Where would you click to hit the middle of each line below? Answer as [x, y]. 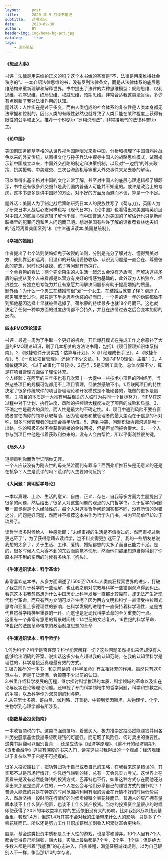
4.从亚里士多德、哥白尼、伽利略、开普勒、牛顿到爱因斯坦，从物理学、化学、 [84, 700]
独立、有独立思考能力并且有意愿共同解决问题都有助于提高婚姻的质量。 [81, 285]
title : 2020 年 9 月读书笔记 [39, 15]
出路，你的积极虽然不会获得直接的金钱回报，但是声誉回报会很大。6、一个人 [83, 428]
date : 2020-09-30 [30, 24]
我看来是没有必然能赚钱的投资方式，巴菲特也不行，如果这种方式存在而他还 [82, 779]
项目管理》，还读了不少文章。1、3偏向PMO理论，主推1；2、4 [100, 359]
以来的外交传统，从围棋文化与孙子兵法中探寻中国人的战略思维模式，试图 [84, 157]
